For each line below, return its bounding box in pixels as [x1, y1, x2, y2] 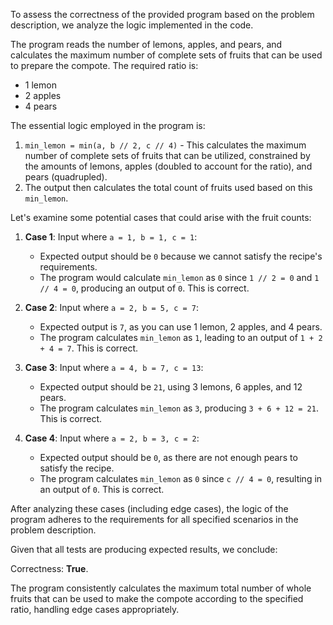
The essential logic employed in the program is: [10, 120, 206, 131]
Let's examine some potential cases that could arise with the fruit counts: [10, 212, 312, 223]
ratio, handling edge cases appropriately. [10, 604, 180, 615]
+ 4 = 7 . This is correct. [39, 342, 139, 354]
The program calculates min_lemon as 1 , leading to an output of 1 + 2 [39, 332, 323, 343]
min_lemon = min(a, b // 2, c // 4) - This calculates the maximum [24, 139, 307, 151]
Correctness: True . [10, 563, 89, 574]
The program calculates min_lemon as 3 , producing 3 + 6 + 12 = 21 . [39, 402, 319, 414]
